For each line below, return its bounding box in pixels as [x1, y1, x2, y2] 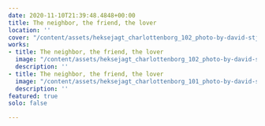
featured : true [8, 92, 58, 100]
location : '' [8, 26, 51, 34]
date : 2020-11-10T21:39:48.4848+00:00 [8, 11, 136, 20]
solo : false [8, 99, 47, 107]
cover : [8, 33, 30, 42]
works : [8, 41, 30, 49]
